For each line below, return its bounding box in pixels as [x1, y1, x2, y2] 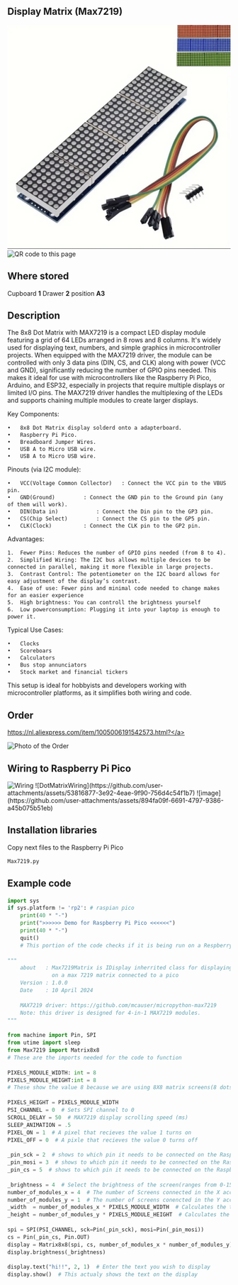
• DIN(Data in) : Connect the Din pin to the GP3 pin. [7, 508, 214, 516]
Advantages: [7, 535, 45, 543]
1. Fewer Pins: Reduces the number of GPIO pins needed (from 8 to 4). [7, 550, 227, 557]
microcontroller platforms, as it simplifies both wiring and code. [7, 689, 192, 697]
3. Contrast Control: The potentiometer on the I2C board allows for [7, 571, 220, 578]
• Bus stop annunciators [7, 662, 87, 669]
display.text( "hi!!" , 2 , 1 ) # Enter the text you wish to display [7, 1264, 211, 1271]
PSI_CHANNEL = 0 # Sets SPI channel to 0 [7, 1106, 135, 1114]
